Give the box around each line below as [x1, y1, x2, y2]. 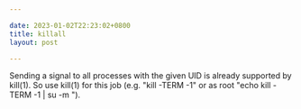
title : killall [9, 29, 67, 39]
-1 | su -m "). [33, 89, 81, 100]
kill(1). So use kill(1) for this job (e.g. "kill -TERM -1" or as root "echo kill [9, 80, 271, 91]
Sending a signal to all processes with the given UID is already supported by [9, 70, 292, 81]
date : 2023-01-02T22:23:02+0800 [9, 21, 131, 30]
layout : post [9, 38, 59, 47]
